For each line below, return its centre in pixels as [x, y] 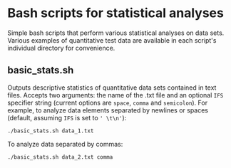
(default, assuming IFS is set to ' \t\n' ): [67, 117]
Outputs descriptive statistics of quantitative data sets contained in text [112, 88]
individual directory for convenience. [61, 48]
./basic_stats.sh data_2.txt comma [60, 157]
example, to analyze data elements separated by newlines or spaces [108, 110]
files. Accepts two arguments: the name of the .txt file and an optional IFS [115, 95]
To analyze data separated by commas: [65, 144]
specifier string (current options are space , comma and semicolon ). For [108, 103]
